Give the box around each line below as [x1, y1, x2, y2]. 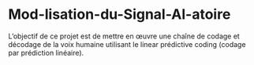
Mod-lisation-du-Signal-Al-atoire [8, 5, 231, 23]
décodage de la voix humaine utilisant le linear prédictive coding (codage [8, 39, 246, 49]
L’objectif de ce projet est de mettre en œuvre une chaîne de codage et [8, 31, 241, 41]
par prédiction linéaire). [8, 48, 84, 57]
